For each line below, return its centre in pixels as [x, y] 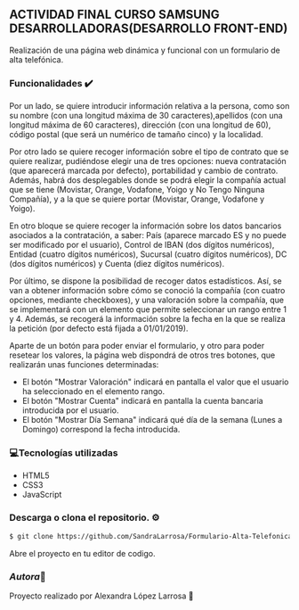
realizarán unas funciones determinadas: [84, 365]
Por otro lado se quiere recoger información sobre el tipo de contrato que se [149, 152]
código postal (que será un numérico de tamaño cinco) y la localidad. [137, 135]
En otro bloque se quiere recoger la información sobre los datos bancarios [145, 226]
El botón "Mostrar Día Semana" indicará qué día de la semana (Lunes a [152, 420]
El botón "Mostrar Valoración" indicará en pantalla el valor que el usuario [155, 382]
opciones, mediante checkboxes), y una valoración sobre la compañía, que [147, 300]
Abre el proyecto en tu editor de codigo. [82, 553]
